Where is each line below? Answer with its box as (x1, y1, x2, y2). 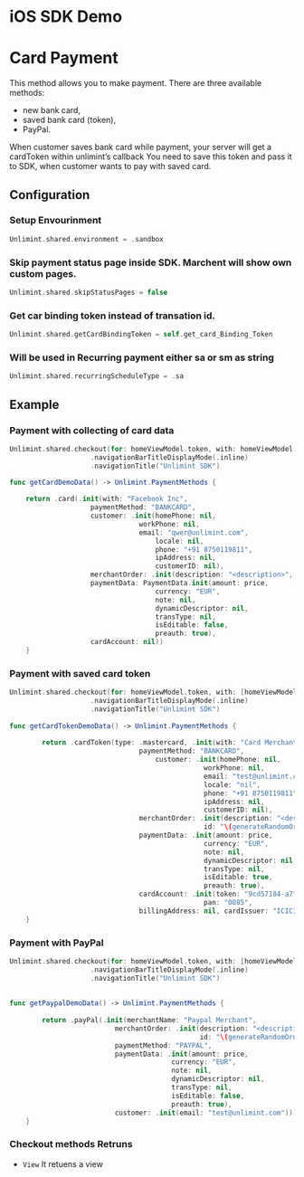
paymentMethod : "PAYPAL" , (114, 1040, 213, 1050)
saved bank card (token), (22, 115, 117, 126)
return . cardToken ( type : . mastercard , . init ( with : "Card (42, 738, 261, 747)
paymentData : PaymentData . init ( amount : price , (90, 579, 270, 588)
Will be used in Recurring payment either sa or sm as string (9, 351, 274, 364)
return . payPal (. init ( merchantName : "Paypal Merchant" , (42, 1016, 257, 1025)
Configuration (9, 187, 90, 203)
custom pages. (9, 267, 77, 280)
